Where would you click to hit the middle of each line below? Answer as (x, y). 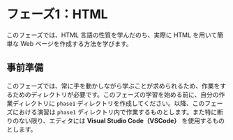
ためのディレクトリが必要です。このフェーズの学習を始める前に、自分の (115, 94)
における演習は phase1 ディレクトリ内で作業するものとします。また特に (115, 111)
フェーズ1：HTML (58, 14)
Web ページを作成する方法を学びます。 (76, 43)
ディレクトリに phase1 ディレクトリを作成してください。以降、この (108, 103)
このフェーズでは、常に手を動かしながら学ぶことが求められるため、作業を (113, 86)
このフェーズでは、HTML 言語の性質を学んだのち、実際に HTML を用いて (112, 35)
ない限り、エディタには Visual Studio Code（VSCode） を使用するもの (121, 120)
